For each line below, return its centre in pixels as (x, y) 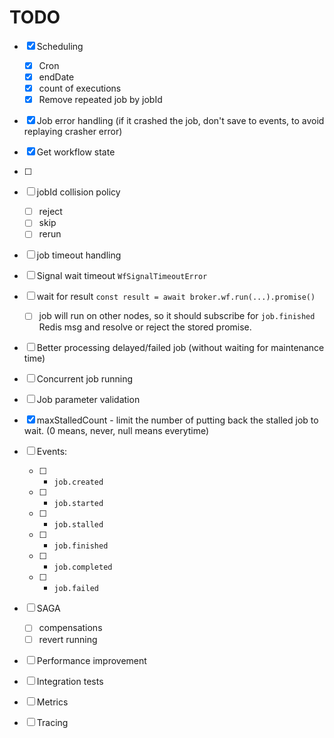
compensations (70, 628)
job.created (78, 482)
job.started (78, 504)
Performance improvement (91, 660)
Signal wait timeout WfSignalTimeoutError (122, 276)
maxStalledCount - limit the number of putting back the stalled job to (177, 420)
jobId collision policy (78, 192)
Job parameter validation (88, 400)
